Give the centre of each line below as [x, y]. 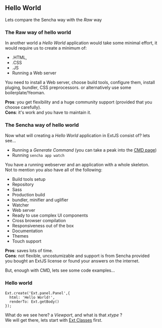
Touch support [27, 241]
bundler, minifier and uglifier [40, 200]
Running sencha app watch [38, 155]
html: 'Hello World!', [32, 297]
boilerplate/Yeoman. [25, 93]
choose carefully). [23, 107]
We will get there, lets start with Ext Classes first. [54, 320]
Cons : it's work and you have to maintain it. [48, 112]
